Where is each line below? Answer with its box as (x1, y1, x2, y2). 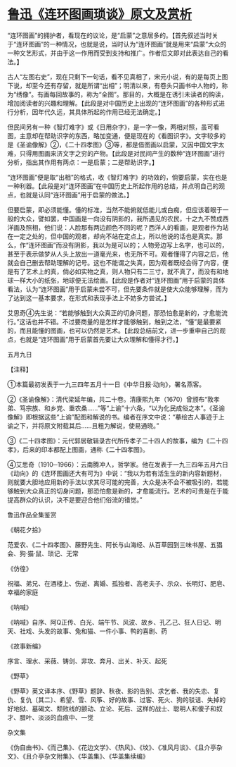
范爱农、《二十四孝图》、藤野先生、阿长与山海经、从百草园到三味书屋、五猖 (7, 540, 223, 548)
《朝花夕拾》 (7, 525, 44, 534)
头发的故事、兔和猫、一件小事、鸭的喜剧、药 (37, 627, 167, 635)
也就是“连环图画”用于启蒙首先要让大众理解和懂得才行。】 (19, 335, 183, 343)
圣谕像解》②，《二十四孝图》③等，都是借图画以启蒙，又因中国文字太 (19, 140, 225, 149)
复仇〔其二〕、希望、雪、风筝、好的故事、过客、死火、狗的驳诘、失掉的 (19, 695, 226, 704)
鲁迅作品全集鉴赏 (7, 510, 57, 519)
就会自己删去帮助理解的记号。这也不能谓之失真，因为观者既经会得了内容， (7, 258, 223, 266)
